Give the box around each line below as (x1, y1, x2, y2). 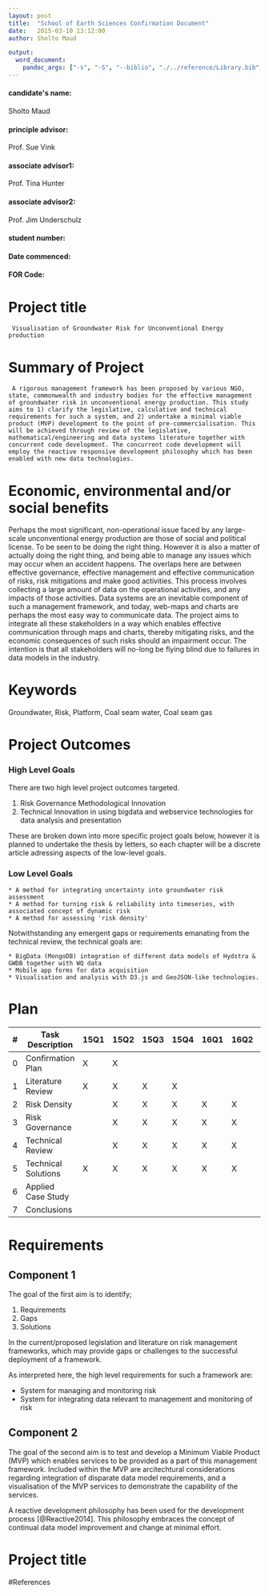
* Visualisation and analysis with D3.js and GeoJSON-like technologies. (8, 973, 260, 981)
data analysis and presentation (19, 815, 122, 825)
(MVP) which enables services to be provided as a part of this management (8, 1456, 258, 1465)
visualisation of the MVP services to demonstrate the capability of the (8, 1481, 239, 1491)
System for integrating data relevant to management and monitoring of (19, 1394, 253, 1404)
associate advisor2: (8, 197, 76, 207)
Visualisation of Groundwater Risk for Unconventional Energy (11, 324, 224, 333)
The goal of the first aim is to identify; (8, 1289, 132, 1298)
